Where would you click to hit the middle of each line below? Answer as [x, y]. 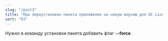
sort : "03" [16, 19]
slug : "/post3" [21, 10]
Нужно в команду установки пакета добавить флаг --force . [69, 33]
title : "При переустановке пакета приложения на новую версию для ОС [79, 14]
